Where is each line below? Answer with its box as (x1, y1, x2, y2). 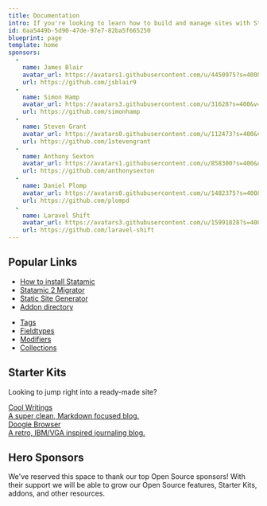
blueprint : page (8, 33, 62, 42)
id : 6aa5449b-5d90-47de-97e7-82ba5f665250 (8, 26, 151, 34)
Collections (19, 343, 57, 352)
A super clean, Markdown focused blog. (8, 411, 140, 420)
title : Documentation (8, 11, 80, 20)
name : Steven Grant (22, 123, 87, 130)
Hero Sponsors (8, 451, 84, 465)
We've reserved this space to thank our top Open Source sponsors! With (8, 472, 246, 481)
